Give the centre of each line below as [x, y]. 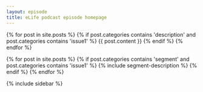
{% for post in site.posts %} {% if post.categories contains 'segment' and [98, 59]
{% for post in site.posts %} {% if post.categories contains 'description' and [101, 34]
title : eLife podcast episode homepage [57, 17]
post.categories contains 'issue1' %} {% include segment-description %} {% [102, 65]
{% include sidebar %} [35, 83]
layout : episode [27, 12]
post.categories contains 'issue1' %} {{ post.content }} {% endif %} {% [95, 41]
